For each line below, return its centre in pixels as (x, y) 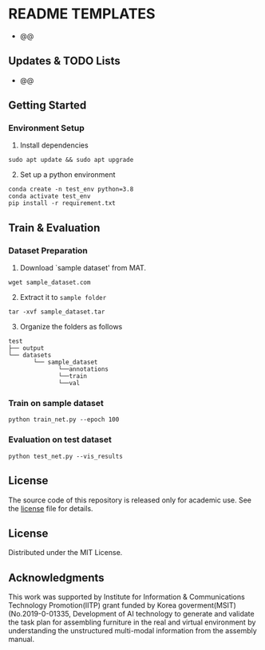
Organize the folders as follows (71, 327)
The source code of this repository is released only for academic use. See (130, 500)
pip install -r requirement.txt (62, 203)
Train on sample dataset (56, 404)
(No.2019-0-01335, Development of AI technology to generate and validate (131, 614)
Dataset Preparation (48, 250)
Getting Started (47, 106)
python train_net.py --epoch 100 (64, 420)
